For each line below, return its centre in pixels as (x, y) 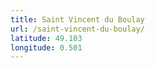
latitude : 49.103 (46, 38)
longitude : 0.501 (46, 47)
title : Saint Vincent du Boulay (77, 19)
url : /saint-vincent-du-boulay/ (77, 29)
